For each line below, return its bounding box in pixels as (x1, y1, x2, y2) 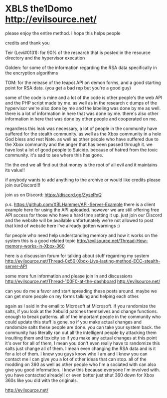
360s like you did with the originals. (5, 377, 78, 383)
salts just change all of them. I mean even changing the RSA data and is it (5, 345, 156, 351)
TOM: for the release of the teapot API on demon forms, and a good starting (5, 79, 161, 85)
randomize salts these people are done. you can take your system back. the (5, 324, 161, 330)
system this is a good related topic (5, 237, 76, 243)
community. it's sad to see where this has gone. (5, 152, 104, 158)
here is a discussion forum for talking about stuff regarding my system (5, 252, 150, 258)
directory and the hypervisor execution (5, 54, 85, 60)
